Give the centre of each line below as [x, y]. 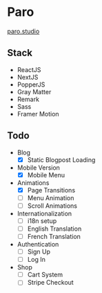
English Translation [54, 229]
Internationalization [44, 213]
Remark [28, 99]
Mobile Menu [46, 175]
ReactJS [29, 69]
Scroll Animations [52, 206]
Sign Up [39, 252]
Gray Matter [34, 91]
